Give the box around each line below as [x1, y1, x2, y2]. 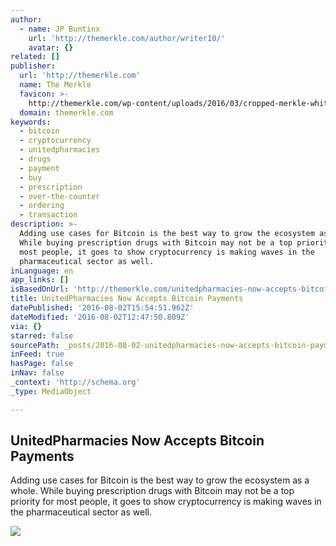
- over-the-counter [19, 191, 101, 201]
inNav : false [10, 368, 65, 378]
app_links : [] [10, 275, 70, 285]
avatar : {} [28, 42, 74, 53]
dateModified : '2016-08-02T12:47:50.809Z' [10, 312, 190, 322]
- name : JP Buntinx [19, 24, 101, 34]
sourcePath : [10, 340, 60, 350]
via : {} [10, 321, 43, 331]
